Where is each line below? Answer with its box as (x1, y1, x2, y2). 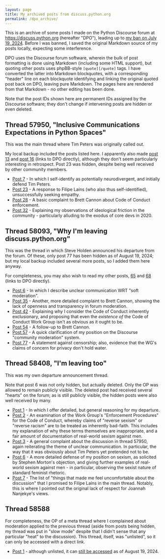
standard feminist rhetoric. (12, 470, 66, 475)
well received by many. (5, 397, 52, 403)
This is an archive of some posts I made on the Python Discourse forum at (5, 30, 155, 36)
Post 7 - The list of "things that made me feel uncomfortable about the (12, 475, 155, 481)
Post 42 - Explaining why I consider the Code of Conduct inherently (12, 308, 149, 314)
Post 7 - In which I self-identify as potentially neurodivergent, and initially (12, 176, 160, 182)
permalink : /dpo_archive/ (5, 16, 58, 21)
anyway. (5, 264, 22, 269)
